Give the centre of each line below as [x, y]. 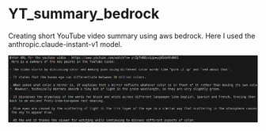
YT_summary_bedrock [84, 14]
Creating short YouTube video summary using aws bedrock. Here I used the [132, 36]
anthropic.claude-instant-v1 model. [65, 44]
